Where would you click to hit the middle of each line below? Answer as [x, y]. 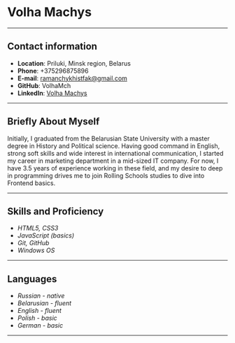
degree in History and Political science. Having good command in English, [114, 146]
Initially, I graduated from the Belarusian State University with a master [108, 138]
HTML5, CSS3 [38, 228]
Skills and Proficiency [56, 211]
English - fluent [39, 311]
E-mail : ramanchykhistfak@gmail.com [72, 78]
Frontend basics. [31, 183]
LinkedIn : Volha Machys [52, 93]
